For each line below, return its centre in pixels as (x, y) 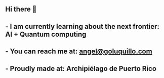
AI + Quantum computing (46, 34)
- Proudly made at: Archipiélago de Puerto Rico (81, 68)
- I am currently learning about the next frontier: (82, 26)
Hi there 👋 (21, 9)
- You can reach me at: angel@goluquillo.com (79, 52)
